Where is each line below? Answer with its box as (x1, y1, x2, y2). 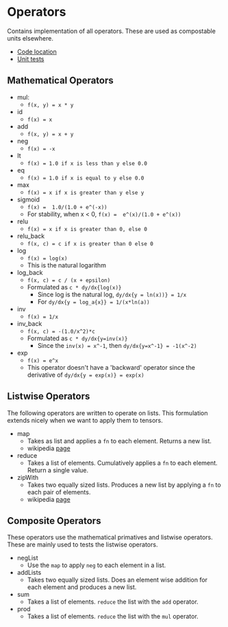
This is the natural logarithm (27, 261, 106, 269)
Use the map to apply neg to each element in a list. (27, 561, 166, 569)
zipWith (16, 473, 39, 481)
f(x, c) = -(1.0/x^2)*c (27, 328, 96, 335)
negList (16, 554, 39, 562)
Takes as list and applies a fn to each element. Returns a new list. (27, 437, 212, 445)
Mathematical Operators (7, 75, 114, 87)
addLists (16, 569, 42, 577)
